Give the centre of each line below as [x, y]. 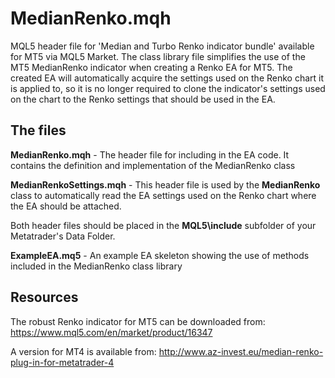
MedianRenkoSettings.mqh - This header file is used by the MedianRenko [165, 184]
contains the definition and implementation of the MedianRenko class [153, 165]
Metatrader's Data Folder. [63, 236]
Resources [44, 297]
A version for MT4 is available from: [83, 351]
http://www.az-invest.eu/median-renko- [241, 351]
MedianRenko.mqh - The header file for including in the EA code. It [150, 154]
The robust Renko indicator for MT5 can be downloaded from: [138, 321]
